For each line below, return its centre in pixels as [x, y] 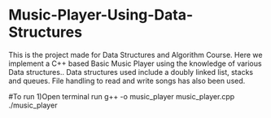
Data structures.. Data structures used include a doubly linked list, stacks [131, 72]
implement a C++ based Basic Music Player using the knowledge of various [135, 63]
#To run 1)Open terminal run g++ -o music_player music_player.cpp [122, 96]
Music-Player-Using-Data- [101, 15]
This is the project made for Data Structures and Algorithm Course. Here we [135, 55]
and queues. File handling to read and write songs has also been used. [127, 81]
